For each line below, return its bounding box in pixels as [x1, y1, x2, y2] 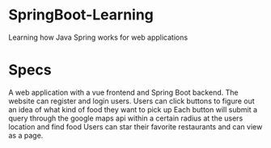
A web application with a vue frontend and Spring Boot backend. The [8, 87, 239, 97]
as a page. [8, 130, 44, 140]
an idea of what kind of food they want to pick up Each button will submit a [8, 104, 257, 114]
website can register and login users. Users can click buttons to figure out [8, 95, 255, 106]
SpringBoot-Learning [8, 6, 154, 24]
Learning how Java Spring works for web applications [8, 32, 188, 42]
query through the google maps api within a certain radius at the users [8, 113, 243, 123]
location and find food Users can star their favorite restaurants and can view [8, 121, 263, 131]
